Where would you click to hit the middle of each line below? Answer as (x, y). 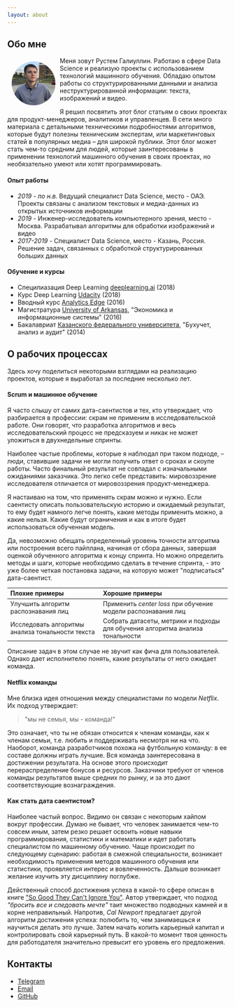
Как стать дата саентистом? (51, 801)
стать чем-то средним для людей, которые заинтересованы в (100, 149)
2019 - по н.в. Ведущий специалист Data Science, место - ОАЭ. (111, 196)
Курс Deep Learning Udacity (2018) (69, 294)
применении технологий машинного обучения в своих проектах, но (109, 157)
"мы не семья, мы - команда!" (70, 719)
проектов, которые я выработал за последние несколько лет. (99, 379)
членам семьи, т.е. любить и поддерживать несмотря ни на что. (104, 740)
